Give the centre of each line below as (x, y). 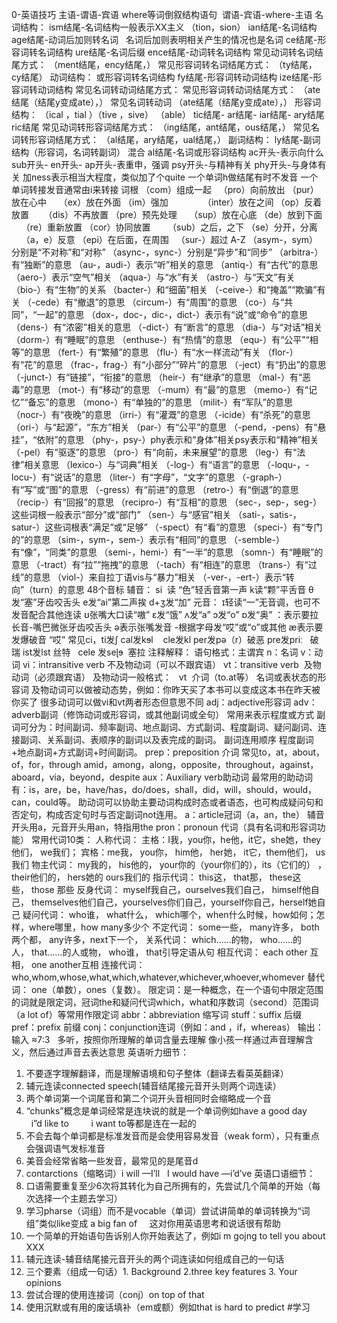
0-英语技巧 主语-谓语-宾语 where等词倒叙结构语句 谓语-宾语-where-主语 (162, 14)
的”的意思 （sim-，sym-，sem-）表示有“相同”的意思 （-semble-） (148, 539)
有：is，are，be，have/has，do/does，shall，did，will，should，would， (164, 789)
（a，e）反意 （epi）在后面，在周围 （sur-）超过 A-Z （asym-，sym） (169, 239)
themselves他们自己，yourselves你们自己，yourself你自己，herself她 (174, 902)
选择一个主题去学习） (78, 1198)
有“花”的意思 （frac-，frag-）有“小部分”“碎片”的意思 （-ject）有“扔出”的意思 (169, 364)
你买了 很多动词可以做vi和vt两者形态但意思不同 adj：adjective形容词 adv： (164, 702)
